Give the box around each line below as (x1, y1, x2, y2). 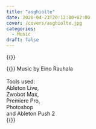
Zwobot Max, (6, 91, 39, 98)
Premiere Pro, (6, 97, 40, 104)
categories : (6, 25, 36, 32)
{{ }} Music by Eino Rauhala (6, 65, 74, 72)
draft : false (6, 37, 39, 43)
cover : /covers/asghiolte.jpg (6, 20, 83, 26)
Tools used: (6, 78, 35, 85)
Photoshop (6, 104, 34, 110)
